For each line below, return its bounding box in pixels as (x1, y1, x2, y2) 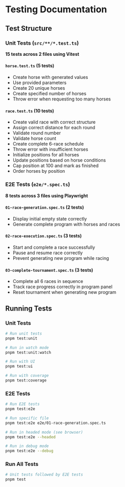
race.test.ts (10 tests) (5, 108, 55, 114)
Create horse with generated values (12, 74, 88, 80)
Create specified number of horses (12, 91, 87, 97)
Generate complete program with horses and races (12, 221, 120, 227)
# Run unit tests (5, 331, 42, 336)
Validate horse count (12, 135, 57, 141)
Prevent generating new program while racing (12, 255, 109, 261)
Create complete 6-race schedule (12, 141, 84, 147)
